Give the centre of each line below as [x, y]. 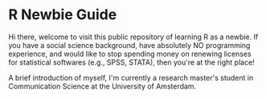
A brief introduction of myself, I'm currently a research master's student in [131, 77]
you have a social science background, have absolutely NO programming [129, 45]
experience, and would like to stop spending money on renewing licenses [130, 53]
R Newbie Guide [63, 15]
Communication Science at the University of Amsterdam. [102, 86]
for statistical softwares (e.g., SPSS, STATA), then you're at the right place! [131, 62]
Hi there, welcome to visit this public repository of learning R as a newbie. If [133, 37]
